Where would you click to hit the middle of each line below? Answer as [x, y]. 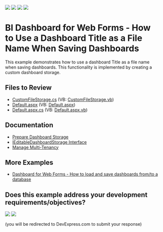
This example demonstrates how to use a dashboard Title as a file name [77, 62]
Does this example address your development [76, 195]
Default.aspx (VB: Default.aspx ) [44, 104]
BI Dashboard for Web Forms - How [78, 28]
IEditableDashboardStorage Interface [49, 142]
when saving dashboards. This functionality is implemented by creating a [79, 67]
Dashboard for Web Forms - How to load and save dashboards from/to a [85, 174]
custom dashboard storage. [33, 72]
